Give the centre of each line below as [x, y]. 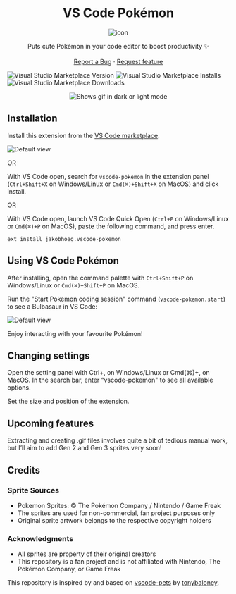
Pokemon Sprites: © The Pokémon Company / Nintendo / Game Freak [119, 505]
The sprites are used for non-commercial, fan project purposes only [116, 513]
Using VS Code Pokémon [63, 261]
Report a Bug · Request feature [118, 61]
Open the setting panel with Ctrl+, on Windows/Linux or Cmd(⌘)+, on [108, 373]
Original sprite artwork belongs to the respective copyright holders [114, 520]
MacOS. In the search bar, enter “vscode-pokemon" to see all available [110, 380]
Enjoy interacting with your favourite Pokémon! [75, 333]
